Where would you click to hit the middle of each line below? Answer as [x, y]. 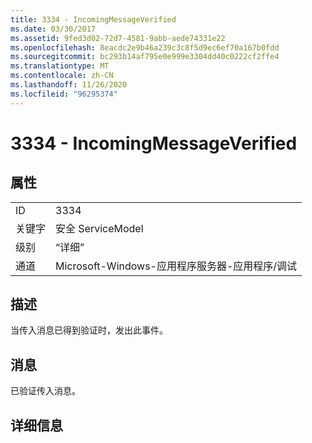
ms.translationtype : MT [60, 66]
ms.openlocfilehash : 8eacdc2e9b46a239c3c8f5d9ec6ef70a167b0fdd [145, 47]
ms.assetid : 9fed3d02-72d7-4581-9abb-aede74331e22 [118, 38]
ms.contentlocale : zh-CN [62, 76]
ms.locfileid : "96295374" [64, 94]
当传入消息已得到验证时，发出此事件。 [89, 330]
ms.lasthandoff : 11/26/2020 [69, 85]
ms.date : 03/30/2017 [53, 29]
